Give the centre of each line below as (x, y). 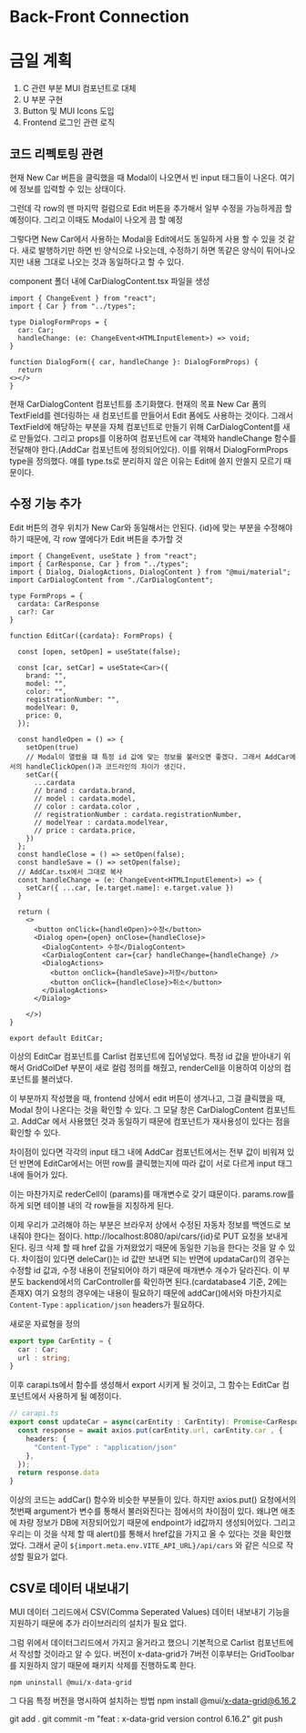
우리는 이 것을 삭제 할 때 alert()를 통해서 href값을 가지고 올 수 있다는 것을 (138, 1534)
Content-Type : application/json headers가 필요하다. (107, 1304)
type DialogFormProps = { (58, 322)
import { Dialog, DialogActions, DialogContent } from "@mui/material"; (150, 572)
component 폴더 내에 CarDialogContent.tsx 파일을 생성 (110, 280)
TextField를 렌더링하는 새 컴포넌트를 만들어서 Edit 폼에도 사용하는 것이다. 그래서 (152, 415)
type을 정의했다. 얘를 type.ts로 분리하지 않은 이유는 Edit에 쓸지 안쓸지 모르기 (146, 461)
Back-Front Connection (99, 17)
